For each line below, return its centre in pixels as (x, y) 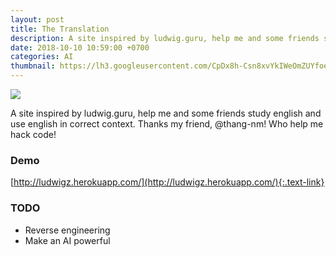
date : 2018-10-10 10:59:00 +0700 (80, 47)
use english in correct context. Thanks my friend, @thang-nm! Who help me (167, 124)
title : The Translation (60, 29)
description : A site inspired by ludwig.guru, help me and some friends (165, 38)
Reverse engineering (67, 230)
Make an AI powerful (67, 240)
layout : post (37, 19)
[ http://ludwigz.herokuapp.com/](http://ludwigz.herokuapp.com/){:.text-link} (167, 182)
